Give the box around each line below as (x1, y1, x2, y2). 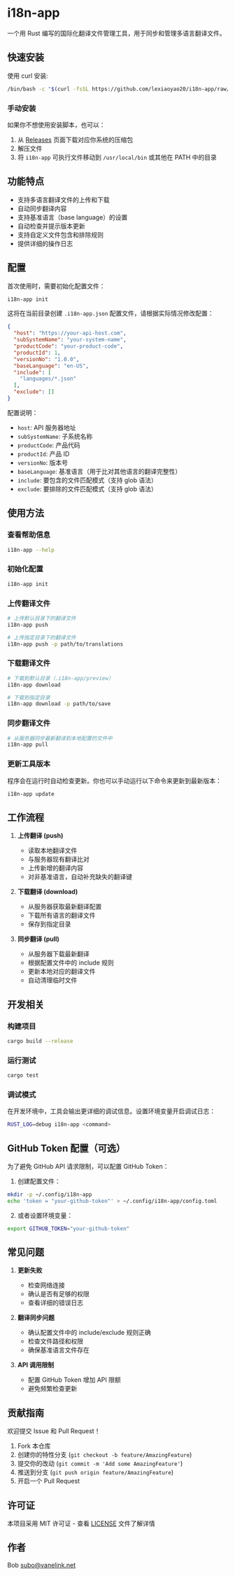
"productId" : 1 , (13, 349, 61, 356)
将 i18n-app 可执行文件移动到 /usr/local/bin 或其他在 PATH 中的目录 (17, 153, 217, 161)
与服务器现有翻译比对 (27, 855, 90, 864)
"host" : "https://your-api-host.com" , (13, 330, 127, 337)
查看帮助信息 (7, 530, 51, 540)
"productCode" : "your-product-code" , (13, 343, 124, 350)
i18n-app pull (7, 741, 49, 748)
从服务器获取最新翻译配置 (27, 902, 102, 911)
